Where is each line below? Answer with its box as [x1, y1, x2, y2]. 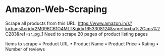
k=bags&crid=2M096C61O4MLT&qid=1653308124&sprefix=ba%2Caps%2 [5, 25, 160, 31]
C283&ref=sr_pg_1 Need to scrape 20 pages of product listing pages [5, 31, 148, 37]
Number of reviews [5, 46, 45, 52]
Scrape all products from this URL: [5, 20, 77, 26]
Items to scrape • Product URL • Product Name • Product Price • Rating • [5, 40, 159, 46]
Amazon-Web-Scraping [5, 4, 107, 15]
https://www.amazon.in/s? [77, 20, 133, 26]
